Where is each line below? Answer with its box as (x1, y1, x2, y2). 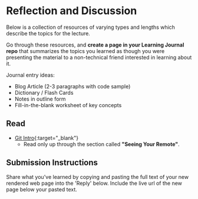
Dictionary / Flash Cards (14, 89, 74, 96)
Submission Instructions (6, 158, 98, 168)
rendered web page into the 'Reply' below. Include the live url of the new (6, 180, 183, 187)
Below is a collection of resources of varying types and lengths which (6, 24, 176, 31)
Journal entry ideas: (6, 71, 55, 78)
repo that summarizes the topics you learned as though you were (6, 47, 165, 54)
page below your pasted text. (6, 185, 78, 193)
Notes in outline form (14, 95, 66, 102)
